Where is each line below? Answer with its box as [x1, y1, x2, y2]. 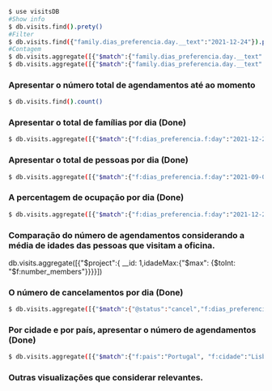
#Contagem [8, 45, 42, 53]
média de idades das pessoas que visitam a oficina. [8, 240, 216, 251]
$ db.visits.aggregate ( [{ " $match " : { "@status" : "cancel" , [8, 305, 201, 313]
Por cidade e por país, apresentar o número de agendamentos [8, 325, 257, 336]
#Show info [8, 15, 45, 23]
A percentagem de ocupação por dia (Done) [8, 192, 185, 203]
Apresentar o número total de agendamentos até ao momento [8, 79, 256, 91]
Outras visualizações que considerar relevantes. [8, 372, 204, 384]
